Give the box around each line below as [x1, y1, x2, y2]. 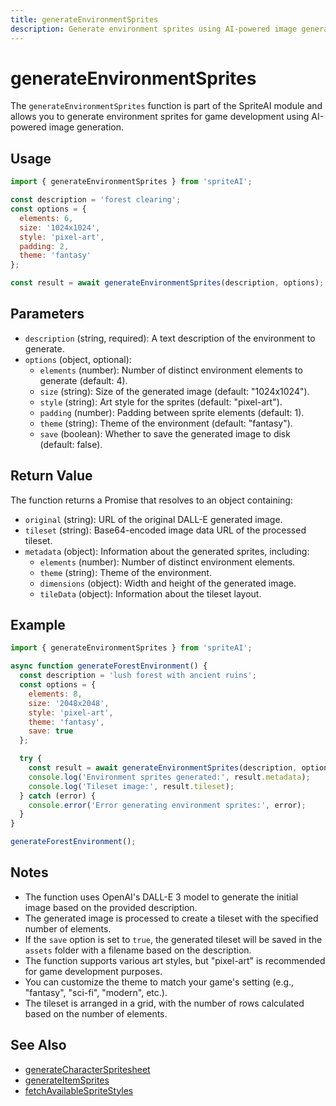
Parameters [10, 306, 85, 323]
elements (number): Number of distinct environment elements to [39, 364, 303, 376]
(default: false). [39, 438, 103, 450]
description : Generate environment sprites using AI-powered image [10, 24, 298, 34]
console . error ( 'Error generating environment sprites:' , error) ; [28, 800, 307, 810]
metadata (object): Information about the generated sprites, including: [24, 545, 310, 557]
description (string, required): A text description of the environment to [24, 332, 316, 344]
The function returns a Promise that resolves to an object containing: [10, 494, 293, 506]
